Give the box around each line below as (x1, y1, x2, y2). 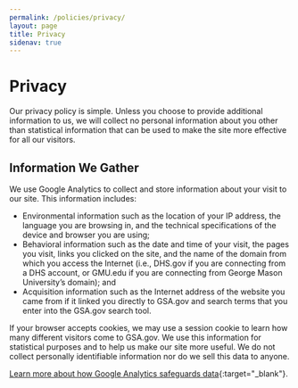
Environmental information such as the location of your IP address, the (21, 211, 281, 221)
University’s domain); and (21, 277, 117, 287)
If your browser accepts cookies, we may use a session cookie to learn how (9, 323, 288, 333)
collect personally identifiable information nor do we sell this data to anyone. (9, 351, 290, 361)
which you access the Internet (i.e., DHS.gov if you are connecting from (21, 258, 286, 268)
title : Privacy (9, 29, 66, 38)
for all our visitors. (9, 135, 76, 145)
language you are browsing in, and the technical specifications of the (21, 220, 277, 230)
